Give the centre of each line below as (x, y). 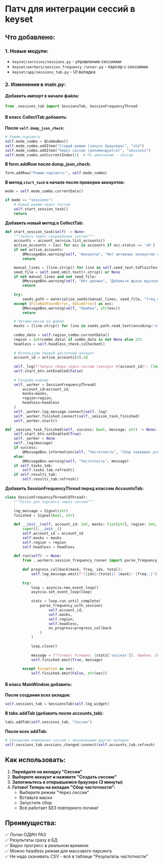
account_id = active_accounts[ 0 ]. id (51, 358)
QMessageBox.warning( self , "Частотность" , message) (76, 461)
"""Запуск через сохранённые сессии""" (54, 236)
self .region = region (44, 542)
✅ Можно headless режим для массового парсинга (58, 851)
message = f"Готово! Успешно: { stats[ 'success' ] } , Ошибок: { (94, 655)
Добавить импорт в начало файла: (42, 96)
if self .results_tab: (35, 475)
